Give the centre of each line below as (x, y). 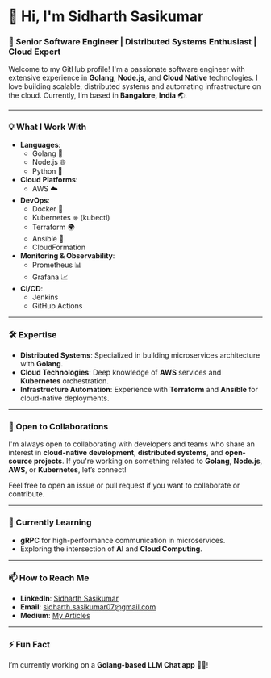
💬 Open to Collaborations (58, 427)
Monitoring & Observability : (67, 255)
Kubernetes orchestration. (64, 381)
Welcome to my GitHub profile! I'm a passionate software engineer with (127, 69)
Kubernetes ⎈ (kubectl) (71, 217)
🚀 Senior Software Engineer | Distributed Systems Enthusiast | (133, 42)
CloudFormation (59, 247)
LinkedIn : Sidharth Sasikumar (69, 598)
